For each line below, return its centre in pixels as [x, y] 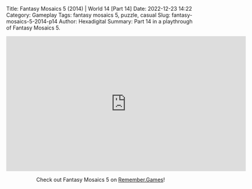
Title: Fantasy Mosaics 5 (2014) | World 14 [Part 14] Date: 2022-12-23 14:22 [99, 9]
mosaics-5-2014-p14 [32, 21]
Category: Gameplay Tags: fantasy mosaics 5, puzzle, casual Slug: [88, 15]
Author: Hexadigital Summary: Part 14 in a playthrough [126, 21]
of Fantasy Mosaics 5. [34, 28]
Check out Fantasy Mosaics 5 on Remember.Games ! [101, 180]
